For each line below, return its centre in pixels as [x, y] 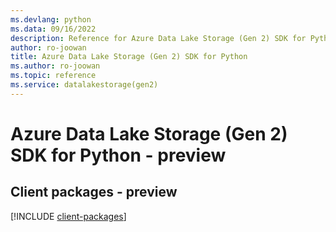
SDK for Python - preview [118, 155]
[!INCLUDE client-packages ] [68, 216]
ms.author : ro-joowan [55, 66]
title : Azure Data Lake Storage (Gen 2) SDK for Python [129, 57]
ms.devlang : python [51, 19]
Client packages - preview [94, 192]
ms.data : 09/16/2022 [53, 29]
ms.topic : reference [53, 76]
